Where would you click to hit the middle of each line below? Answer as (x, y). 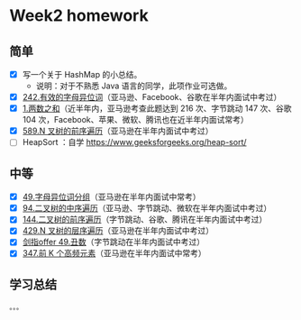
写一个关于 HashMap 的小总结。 (82, 74)
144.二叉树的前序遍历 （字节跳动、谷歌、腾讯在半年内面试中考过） (145, 219)
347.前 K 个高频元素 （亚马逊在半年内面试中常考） (114, 253)
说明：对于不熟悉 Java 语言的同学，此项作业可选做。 (134, 86)
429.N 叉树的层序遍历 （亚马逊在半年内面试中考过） (118, 231)
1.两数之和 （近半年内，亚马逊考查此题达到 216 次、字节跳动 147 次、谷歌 (157, 108)
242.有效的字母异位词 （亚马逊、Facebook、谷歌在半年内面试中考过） (152, 97)
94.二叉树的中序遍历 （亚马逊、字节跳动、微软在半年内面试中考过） (147, 208)
